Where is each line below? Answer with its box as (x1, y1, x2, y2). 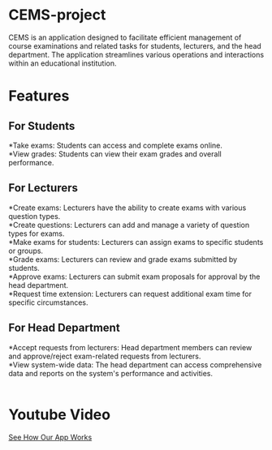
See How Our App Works (8, 432, 93, 442)
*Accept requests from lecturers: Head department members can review (8, 342, 253, 352)
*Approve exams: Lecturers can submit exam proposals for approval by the (8, 272, 261, 281)
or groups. (8, 246, 43, 255)
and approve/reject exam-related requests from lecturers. (8, 351, 201, 361)
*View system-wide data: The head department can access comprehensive (8, 359, 262, 370)
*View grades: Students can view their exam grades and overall (8, 148, 222, 159)
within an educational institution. (8, 58, 117, 68)
